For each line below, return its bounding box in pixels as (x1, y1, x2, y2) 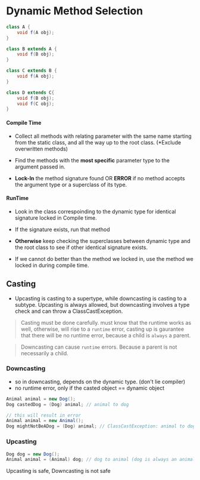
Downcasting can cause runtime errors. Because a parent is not (20, 343, 177, 350)
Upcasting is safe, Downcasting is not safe (6, 467, 111, 475)
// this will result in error (6, 412, 82, 419)
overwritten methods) (14, 145, 68, 152)
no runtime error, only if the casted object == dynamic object (14, 384, 165, 392)
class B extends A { (6, 46, 58, 52)
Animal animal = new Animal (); (6, 418, 84, 424)
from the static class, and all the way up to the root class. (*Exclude (14, 139, 182, 146)
